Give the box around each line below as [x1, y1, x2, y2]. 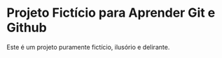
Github [6, 20, 47, 36]
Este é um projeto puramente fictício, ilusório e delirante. [6, 43, 170, 51]
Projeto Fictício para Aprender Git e [6, 5, 216, 21]
